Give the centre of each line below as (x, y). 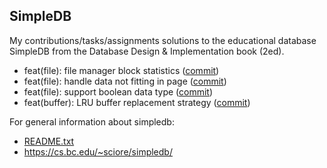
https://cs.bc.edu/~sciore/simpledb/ (98, 151)
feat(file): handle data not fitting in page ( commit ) (125, 81)
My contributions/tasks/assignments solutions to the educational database (163, 40)
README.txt (49, 141)
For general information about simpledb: (92, 121)
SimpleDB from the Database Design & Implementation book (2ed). (147, 51)
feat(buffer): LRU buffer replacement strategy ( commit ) (137, 102)
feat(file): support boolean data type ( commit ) (118, 91)
